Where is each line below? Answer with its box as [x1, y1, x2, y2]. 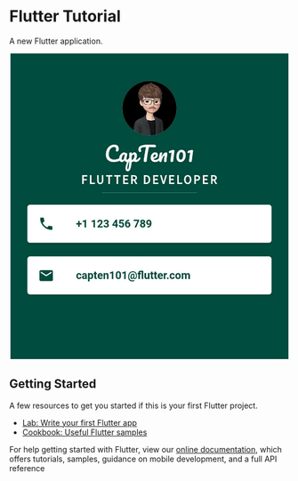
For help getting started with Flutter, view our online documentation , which [9, 444, 283, 454]
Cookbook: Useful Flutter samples [21, 427, 148, 437]
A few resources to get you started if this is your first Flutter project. [9, 400, 258, 411]
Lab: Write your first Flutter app [21, 417, 138, 428]
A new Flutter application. [9, 36, 103, 46]
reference [9, 462, 45, 473]
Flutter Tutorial [9, 6, 122, 27]
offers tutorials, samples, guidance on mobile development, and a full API [9, 453, 278, 464]
